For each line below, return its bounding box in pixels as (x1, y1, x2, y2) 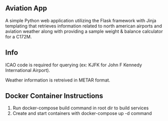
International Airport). (5, 67, 50, 73)
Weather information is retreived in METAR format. (5, 77, 111, 83)
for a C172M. (5, 33, 32, 39)
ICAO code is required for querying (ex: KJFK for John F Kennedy (5, 62, 142, 68)
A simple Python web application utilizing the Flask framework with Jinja (5, 17, 156, 23)
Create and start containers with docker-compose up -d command (12, 110, 152, 116)
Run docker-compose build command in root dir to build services (12, 105, 149, 111)
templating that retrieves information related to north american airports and (5, 23, 162, 29)
